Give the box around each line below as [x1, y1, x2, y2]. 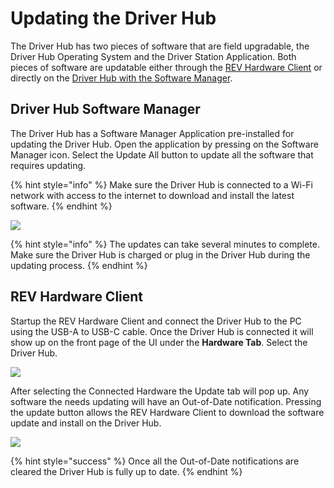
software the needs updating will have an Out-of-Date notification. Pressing [10, 395, 322, 407]
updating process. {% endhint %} [10, 259, 148, 271]
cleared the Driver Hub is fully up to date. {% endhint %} [10, 465, 243, 477]
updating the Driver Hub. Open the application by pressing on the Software [10, 138, 319, 150]
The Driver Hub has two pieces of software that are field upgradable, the [10, 40, 310, 52]
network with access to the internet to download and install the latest [10, 189, 295, 201]
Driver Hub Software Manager [10, 101, 201, 118]
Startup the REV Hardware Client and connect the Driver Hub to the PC [10, 315, 302, 327]
